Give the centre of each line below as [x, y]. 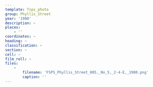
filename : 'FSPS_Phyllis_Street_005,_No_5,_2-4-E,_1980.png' [86, 72]
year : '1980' [18, 18]
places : [13, 28]
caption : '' [35, 77]
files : [12, 63]
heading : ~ [16, 41]
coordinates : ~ [20, 37]
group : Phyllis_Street [28, 14]
